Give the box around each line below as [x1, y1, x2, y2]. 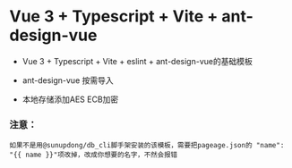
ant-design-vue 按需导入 [21, 74, 114, 86]
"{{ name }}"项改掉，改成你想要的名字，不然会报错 [9, 150, 177, 160]
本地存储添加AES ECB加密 [21, 94, 119, 105]
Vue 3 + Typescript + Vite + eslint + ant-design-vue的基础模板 [21, 55, 253, 66]
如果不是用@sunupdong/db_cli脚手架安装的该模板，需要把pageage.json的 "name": [9, 141, 285, 150]
